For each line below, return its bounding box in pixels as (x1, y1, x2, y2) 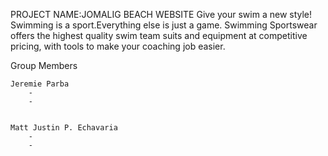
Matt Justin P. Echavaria (10, 123, 118, 133)
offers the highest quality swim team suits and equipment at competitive (10, 30, 308, 41)
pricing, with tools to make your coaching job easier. (10, 40, 226, 52)
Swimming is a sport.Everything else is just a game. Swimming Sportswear (10, 19, 318, 31)
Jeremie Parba (10, 79, 70, 89)
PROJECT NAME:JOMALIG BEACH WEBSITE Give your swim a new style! (10, 9, 313, 20)
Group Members (10, 60, 78, 71)
